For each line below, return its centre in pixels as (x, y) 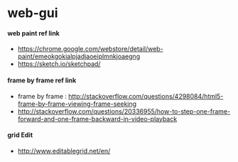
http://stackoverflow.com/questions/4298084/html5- (146, 96)
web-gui (33, 13)
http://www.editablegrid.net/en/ (64, 151)
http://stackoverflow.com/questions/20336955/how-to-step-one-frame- (124, 111)
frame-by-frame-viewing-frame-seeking (77, 104)
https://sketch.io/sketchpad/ (59, 64)
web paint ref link (34, 33)
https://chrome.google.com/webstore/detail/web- (90, 49)
